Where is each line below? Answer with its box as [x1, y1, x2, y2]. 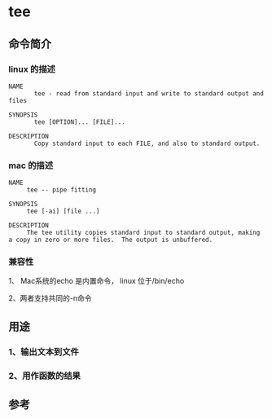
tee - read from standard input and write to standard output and [33, 89, 265, 98]
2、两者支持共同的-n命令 [8, 293, 92, 303]
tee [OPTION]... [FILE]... [33, 117, 126, 126]
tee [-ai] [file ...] [26, 207, 100, 216]
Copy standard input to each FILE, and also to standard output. [33, 139, 261, 147]
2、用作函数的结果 [8, 370, 81, 381]
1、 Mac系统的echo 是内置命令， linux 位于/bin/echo [8, 276, 185, 286]
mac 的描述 [8, 160, 54, 171]
